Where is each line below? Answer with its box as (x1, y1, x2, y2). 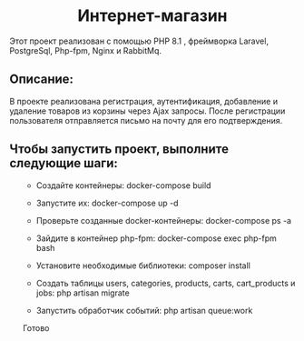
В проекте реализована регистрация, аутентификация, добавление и (9, 95, 279, 106)
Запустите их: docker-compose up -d (35, 197, 179, 208)
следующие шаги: (9, 155, 118, 171)
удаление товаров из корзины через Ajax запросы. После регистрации (9, 105, 286, 116)
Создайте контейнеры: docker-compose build (35, 179, 211, 191)
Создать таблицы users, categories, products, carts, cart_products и (35, 277, 296, 288)
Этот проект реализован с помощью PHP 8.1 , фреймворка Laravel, (9, 35, 270, 46)
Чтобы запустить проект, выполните (9, 142, 230, 157)
